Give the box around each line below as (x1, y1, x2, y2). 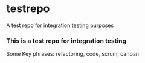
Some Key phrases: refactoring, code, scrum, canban (6, 50, 140, 58)
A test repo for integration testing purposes (6, 22, 114, 29)
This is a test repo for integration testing (6, 37, 127, 45)
